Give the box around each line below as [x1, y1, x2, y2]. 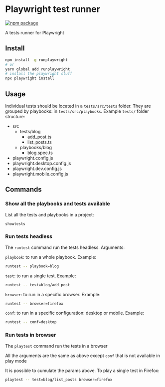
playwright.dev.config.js [12, 166, 62, 172]
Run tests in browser [5, 332, 56, 339]
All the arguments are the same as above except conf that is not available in [5, 353, 161, 359]
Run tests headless [5, 233, 53, 240]
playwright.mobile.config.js [12, 171, 68, 177]
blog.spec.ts [27, 150, 53, 156]
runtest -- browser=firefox [5, 301, 64, 306]
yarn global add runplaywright [5, 66, 70, 72]
